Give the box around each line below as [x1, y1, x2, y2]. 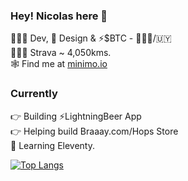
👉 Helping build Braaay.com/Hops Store [10, 125, 179, 137]
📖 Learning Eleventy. [10, 139, 96, 151]
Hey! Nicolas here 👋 [10, 9, 108, 23]
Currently [10, 87, 58, 101]
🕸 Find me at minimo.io [10, 58, 108, 70]
